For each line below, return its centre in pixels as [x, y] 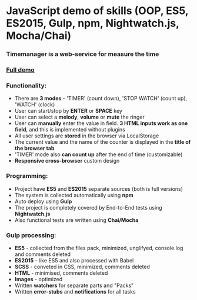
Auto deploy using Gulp [43, 201]
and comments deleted [43, 254]
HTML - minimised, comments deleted [61, 273]
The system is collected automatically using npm [74, 195]
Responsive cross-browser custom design [67, 161]
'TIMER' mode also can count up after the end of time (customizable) [98, 154]
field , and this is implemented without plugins [70, 130]
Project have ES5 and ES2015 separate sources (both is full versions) [99, 188]
